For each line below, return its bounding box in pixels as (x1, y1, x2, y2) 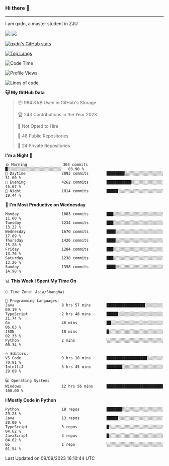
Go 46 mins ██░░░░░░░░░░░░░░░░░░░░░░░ (5, 321, 163, 326)
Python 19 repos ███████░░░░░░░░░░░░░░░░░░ (5, 407, 163, 412)
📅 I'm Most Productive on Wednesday (5, 202, 86, 208)
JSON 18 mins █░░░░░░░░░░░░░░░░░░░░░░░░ (5, 329, 163, 334)
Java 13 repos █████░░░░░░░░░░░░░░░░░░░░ (5, 416, 163, 421)
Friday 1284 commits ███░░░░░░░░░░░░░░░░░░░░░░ (5, 247, 163, 252)
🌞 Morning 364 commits (5, 162, 88, 168)
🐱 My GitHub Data (5, 90, 45, 96)
